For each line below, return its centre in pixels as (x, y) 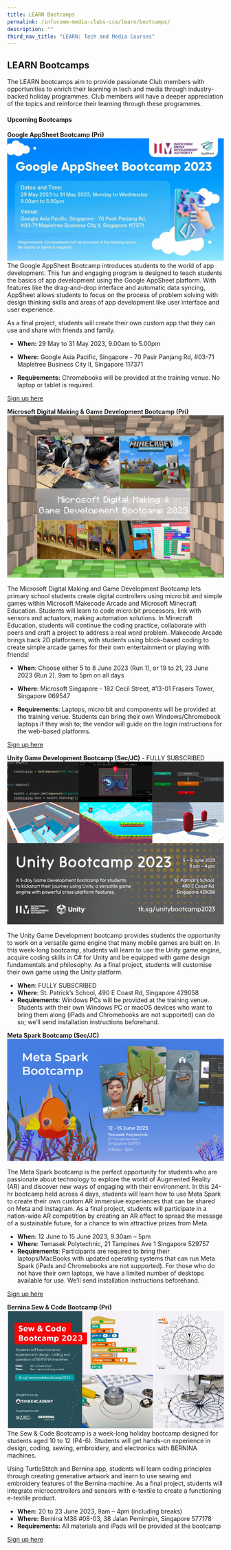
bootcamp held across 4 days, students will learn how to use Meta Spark (118, 1194)
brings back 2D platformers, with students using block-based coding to (108, 640)
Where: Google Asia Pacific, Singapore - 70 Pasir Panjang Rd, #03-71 (115, 357)
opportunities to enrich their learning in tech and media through (97, 89)
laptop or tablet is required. (55, 385)
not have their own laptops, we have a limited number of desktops (110, 1273)
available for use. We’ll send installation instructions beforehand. (108, 1280)
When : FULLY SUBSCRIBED (57, 986)
